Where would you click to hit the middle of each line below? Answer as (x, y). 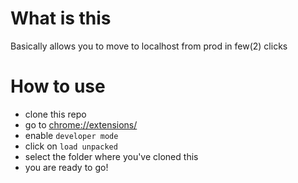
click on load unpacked (71, 146)
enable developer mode (71, 135)
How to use (58, 86)
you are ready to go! (66, 167)
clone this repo (55, 114)
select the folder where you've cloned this (111, 156)
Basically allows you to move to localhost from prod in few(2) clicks (149, 46)
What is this (61, 18)
